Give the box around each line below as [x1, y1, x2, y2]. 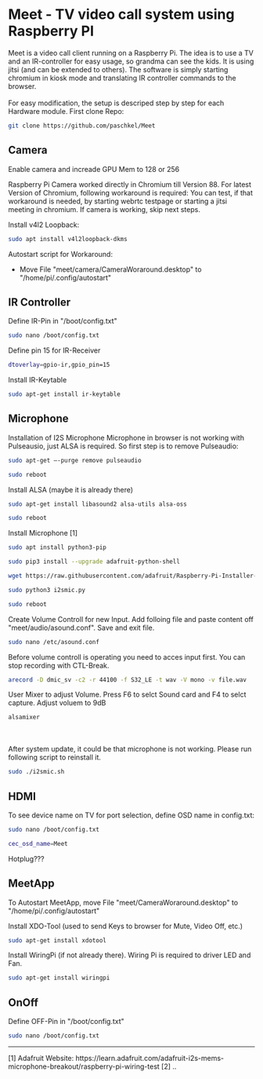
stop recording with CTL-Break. [8, 660, 110, 670]
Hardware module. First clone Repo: [8, 106, 124, 115]
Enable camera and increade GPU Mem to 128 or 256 [8, 164, 180, 174]
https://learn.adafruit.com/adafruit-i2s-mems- [75, 1053, 225, 1063]
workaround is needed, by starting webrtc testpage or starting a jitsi [8, 196, 228, 206]
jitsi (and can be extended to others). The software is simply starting [8, 64, 229, 74]
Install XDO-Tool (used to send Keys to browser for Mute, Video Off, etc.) [8, 921, 243, 931]
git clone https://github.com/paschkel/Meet [8, 122, 156, 130]
